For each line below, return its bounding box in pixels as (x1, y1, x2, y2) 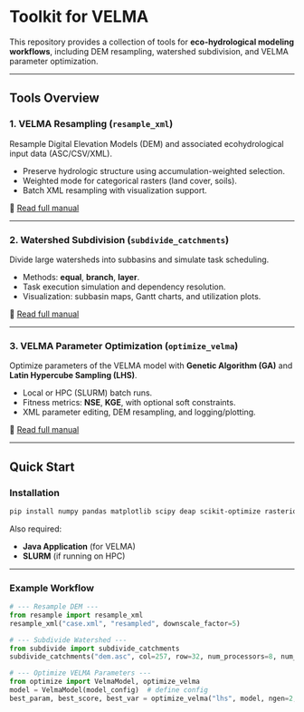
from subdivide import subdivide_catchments (9, 644, 180, 653)
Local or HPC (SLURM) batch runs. (22, 387, 153, 398)
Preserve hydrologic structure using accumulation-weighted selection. (22, 165, 285, 176)
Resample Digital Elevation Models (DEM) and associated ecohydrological (9, 138, 285, 149)
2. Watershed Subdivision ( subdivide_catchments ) (9, 233, 229, 246)
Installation (9, 486, 61, 499)
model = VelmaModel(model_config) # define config (9, 686, 208, 695)
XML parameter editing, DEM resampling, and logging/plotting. (22, 406, 256, 418)
